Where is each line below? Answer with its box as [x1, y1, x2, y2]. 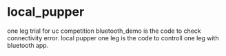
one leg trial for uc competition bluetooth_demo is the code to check [7, 27, 201, 35]
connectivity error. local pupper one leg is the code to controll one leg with [7, 33, 219, 42]
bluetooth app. [7, 41, 49, 49]
